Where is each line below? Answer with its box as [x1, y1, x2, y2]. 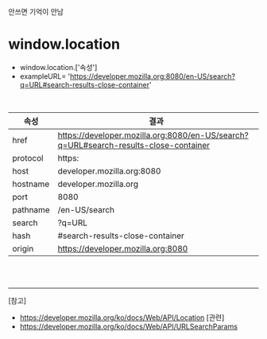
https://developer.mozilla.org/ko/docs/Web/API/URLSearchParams [19, 321, 238, 331]
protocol [12, 152, 44, 163]
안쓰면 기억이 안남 [8, 7, 64, 16]
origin [12, 243, 34, 254]
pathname [12, 204, 50, 215]
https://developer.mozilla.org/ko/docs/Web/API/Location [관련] [19, 313, 225, 322]
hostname [12, 178, 50, 189]
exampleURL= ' [19, 71, 71, 81]
